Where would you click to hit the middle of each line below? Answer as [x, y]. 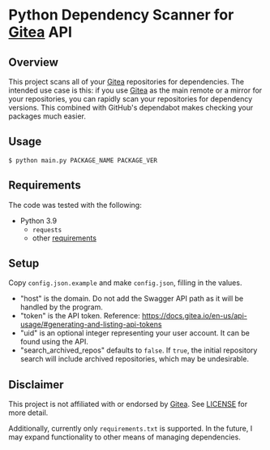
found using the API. [54, 342]
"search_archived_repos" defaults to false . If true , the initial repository [139, 350]
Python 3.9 [39, 220]
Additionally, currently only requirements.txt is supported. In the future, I [131, 429]
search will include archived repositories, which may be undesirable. [135, 359]
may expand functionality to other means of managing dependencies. [124, 437]
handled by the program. [61, 307]
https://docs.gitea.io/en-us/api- [194, 316]
